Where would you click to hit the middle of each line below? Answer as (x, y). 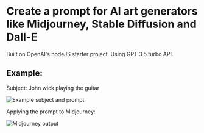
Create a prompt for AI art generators (102, 11)
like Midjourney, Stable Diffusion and (101, 24)
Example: (24, 74)
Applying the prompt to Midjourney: (51, 112)
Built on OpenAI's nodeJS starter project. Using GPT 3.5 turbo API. (90, 54)
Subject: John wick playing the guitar (53, 88)
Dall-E (22, 37)
